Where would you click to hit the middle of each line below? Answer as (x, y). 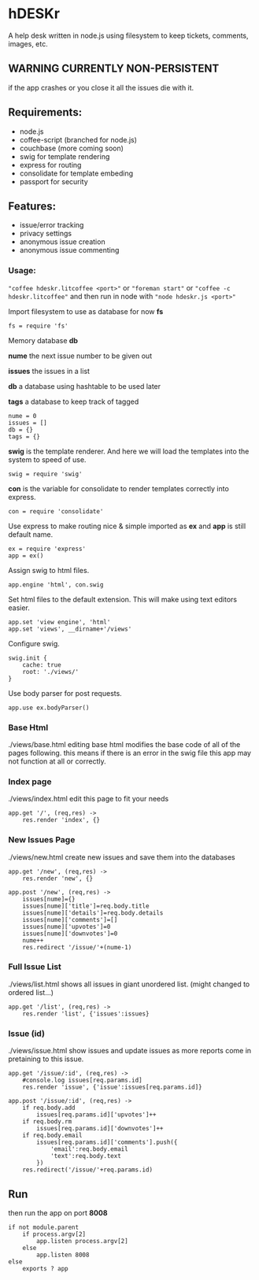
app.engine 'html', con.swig (56, 585)
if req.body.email (52, 1136)
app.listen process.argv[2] (82, 1241)
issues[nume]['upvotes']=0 (67, 927)
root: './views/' (51, 671)
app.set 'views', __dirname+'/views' (70, 629)
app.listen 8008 (63, 1255)
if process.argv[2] (54, 1234)
